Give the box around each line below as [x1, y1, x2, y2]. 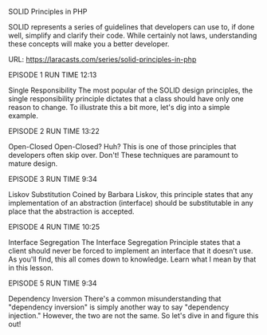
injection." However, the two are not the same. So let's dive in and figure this [8, 311, 259, 320]
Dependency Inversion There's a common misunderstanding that [8, 294, 222, 303]
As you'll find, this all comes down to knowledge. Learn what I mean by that [8, 254, 257, 264]
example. [8, 111, 38, 120]
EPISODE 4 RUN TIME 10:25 [8, 223, 100, 231]
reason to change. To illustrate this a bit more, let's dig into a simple [8, 103, 230, 112]
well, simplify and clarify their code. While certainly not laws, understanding [8, 31, 257, 40]
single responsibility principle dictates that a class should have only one [8, 94, 245, 103]
